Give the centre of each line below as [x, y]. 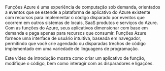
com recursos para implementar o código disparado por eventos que [75, 17]
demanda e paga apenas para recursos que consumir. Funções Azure [76, 33]
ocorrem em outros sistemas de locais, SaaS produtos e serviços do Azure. [82, 23]
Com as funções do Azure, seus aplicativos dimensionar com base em [77, 28]
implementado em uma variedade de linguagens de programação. [72, 49]
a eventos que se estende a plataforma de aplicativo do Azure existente [78, 12]
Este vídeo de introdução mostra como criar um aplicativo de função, [75, 58]
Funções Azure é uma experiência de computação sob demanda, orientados [83, 7]
